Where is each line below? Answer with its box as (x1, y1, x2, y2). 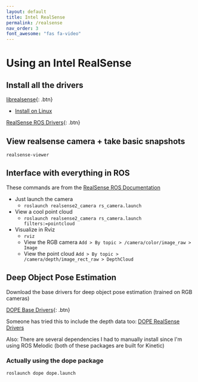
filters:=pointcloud (23, 221, 75, 227)
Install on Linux (14, 108, 52, 115)
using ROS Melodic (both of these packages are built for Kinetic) (6, 342, 165, 349)
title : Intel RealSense (6, 14, 66, 20)
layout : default (6, 8, 47, 15)
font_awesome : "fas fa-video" (6, 31, 82, 37)
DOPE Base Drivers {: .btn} (6, 306, 70, 313)
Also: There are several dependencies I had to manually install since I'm (6, 336, 182, 343)
